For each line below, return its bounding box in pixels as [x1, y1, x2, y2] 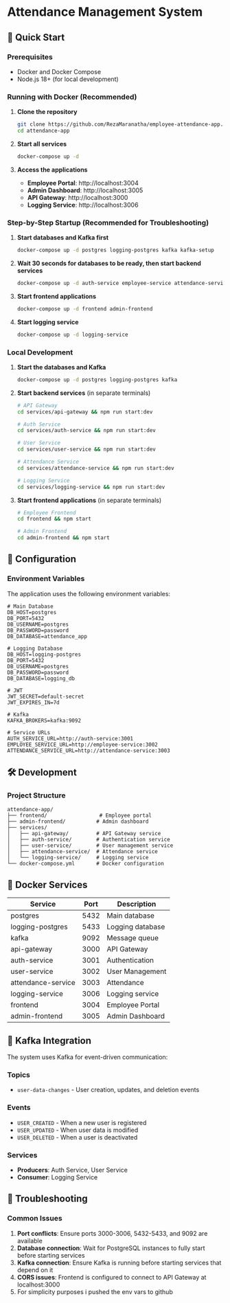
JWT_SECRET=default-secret [7, 693, 84, 700]
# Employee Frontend [16, 509, 76, 516]
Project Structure [7, 791, 66, 800]
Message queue [106, 933, 159, 943]
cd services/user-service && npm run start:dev [16, 446, 156, 453]
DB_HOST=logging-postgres [7, 650, 81, 658]
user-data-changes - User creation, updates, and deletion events [16, 1086, 200, 1094]
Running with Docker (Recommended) [7, 92, 137, 102]
